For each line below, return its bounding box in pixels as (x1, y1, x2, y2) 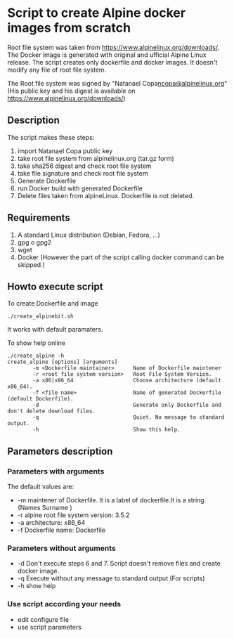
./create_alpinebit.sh (7, 313, 74, 320)
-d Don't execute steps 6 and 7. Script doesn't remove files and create (17, 559, 221, 568)
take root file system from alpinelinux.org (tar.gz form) (17, 154, 174, 162)
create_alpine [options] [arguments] (7, 358, 118, 366)
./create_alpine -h (7, 353, 65, 360)
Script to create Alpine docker (7, 5, 186, 21)
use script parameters (17, 623, 82, 631)
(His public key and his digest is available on (7, 86, 136, 95)
